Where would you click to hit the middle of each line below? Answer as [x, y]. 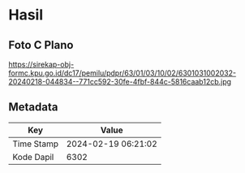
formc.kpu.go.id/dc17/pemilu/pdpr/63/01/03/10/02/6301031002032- [122, 73]
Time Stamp [36, 144]
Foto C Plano [41, 45]
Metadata [33, 107]
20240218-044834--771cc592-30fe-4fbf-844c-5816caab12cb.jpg [120, 82]
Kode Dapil [33, 157]
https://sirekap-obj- [41, 64]
